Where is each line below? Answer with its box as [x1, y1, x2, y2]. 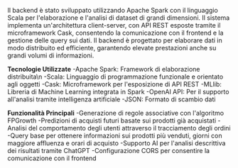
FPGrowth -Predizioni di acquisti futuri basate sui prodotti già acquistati [7, 116, 217, 125]
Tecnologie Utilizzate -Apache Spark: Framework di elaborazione [7, 65, 200, 73]
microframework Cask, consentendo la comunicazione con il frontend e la [7, 28, 224, 37]
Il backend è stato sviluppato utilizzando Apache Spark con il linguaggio [7, 6, 218, 14]
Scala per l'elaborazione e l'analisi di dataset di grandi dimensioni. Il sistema [7, 13, 230, 22]
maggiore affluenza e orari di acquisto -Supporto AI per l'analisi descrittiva [7, 139, 226, 147]
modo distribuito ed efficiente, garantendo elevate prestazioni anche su [7, 44, 217, 52]
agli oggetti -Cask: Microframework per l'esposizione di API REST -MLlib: [7, 80, 222, 88]
